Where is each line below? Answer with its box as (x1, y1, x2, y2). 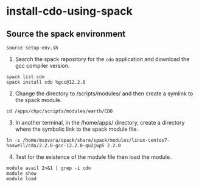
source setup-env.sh (6, 45, 59, 51)
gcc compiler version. (15, 62, 70, 69)
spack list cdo (6, 74, 45, 80)
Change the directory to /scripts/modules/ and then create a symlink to (15, 90, 194, 97)
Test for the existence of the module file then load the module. (15, 153, 172, 160)
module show (6, 170, 37, 177)
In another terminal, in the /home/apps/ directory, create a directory (15, 119, 185, 126)
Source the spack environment (6, 29, 126, 39)
